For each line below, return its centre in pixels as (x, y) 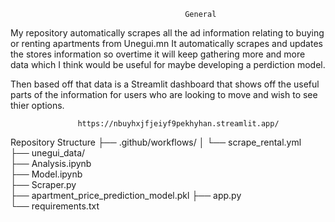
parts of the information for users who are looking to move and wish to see (164, 94)
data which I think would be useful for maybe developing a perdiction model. (168, 64)
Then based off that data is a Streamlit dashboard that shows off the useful (165, 84)
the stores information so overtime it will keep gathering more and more (158, 54)
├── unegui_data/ (48, 153)
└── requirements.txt (55, 206)
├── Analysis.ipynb (51, 163)
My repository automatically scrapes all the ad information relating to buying (167, 33)
